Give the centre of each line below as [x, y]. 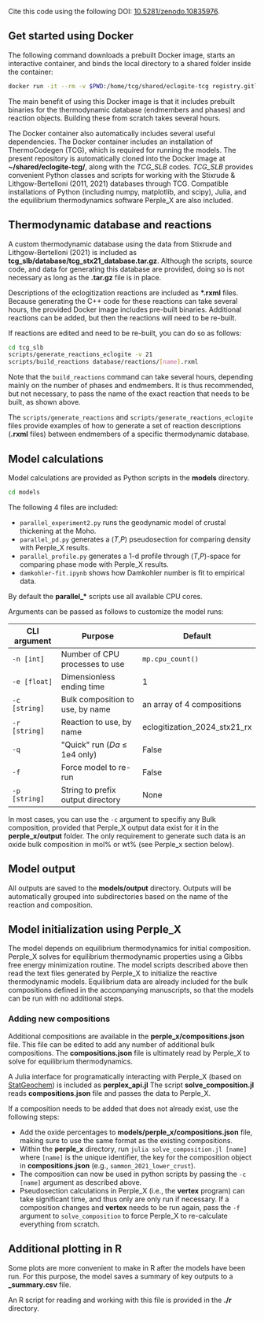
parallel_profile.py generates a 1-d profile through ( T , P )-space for [130, 556]
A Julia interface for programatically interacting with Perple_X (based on [125, 1076]
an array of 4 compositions [192, 704]
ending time [83, 686]
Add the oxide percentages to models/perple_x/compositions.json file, [136, 1132]
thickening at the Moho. [58, 531]
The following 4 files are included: [63, 507]
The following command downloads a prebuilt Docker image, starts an [122, 55]
